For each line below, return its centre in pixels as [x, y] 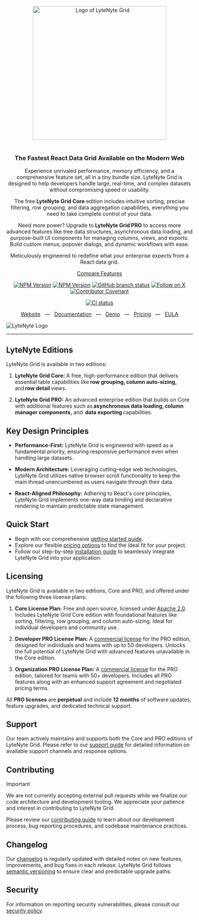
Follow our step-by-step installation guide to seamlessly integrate [94, 551]
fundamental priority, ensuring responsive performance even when [97, 451]
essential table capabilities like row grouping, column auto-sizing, [96, 382]
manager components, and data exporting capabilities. [84, 412]
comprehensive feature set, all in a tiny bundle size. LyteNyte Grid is [99, 177]
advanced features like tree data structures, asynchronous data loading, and [99, 232]
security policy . [25, 911]
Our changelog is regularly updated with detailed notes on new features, [94, 858]
